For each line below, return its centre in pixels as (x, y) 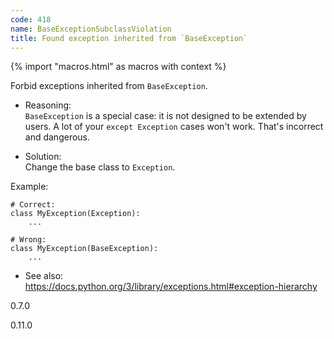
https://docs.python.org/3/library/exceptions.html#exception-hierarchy (171, 287)
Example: (29, 187)
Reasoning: (48, 105)
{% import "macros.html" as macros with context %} (118, 67)
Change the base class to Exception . (100, 167)
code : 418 (31, 19)
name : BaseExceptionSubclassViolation (91, 29)
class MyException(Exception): (75, 214)
